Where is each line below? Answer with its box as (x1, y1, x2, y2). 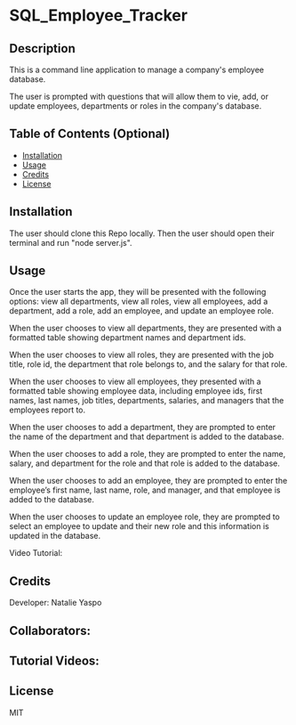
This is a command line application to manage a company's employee (9, 64, 265, 75)
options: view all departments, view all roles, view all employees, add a (9, 296, 268, 307)
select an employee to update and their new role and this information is (9, 521, 269, 532)
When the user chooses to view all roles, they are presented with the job (9, 349, 274, 361)
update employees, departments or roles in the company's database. (9, 101, 262, 111)
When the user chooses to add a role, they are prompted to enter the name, (9, 449, 286, 460)
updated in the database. (9, 531, 101, 542)
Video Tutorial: (9, 548, 63, 558)
